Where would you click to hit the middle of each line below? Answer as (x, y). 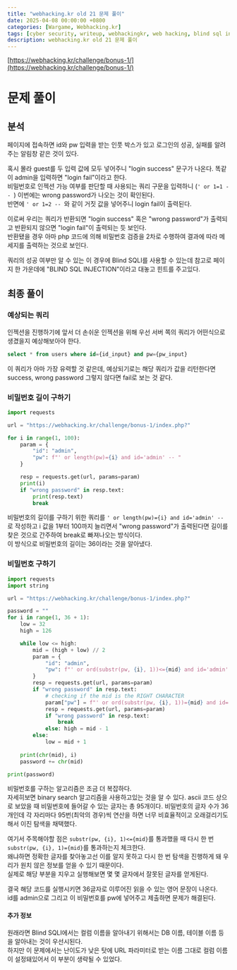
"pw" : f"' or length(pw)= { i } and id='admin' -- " (107, 458)
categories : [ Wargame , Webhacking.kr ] (64, 27)
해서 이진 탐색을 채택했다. (42, 824)
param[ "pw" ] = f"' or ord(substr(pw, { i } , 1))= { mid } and (130, 703)
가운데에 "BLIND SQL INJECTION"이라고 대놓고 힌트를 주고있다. (111, 269)
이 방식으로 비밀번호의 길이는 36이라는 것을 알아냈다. (80, 544)
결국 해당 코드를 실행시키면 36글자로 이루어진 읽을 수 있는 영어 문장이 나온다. (113, 889)
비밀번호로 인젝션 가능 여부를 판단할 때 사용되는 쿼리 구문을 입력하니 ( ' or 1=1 (115, 186)
